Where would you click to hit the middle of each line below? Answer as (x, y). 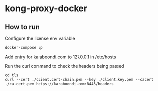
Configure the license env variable (40, 38)
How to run (22, 27)
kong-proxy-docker (46, 9)
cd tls (12, 75)
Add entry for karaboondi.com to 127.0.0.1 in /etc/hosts (60, 57)
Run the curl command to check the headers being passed (65, 66)
